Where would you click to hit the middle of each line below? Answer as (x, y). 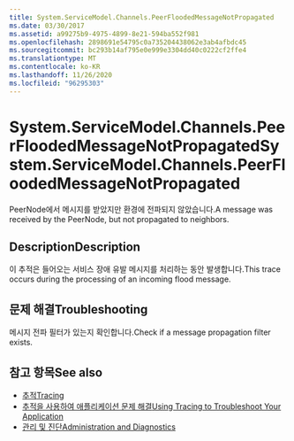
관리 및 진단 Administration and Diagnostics (99, 427)
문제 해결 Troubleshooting (79, 309)
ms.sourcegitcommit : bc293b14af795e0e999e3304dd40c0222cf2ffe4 (128, 50)
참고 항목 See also (56, 372)
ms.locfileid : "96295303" (57, 83)
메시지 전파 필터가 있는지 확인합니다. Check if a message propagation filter (140, 332)
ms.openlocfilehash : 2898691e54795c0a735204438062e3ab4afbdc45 (128, 42)
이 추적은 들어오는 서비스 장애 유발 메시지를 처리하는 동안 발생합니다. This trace (145, 269)
